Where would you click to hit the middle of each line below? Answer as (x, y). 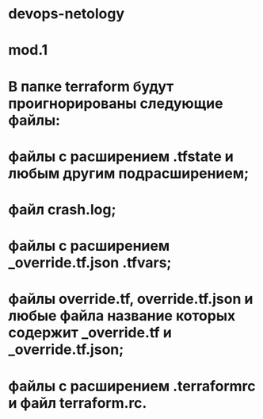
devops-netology (67, 14)
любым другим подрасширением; (129, 173)
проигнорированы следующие (116, 103)
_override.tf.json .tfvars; (90, 263)
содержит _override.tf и (90, 333)
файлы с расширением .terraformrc (132, 386)
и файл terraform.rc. (78, 403)
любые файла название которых (122, 316)
